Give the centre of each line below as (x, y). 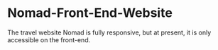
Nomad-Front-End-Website (90, 13)
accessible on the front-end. (49, 39)
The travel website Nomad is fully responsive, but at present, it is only (109, 32)
